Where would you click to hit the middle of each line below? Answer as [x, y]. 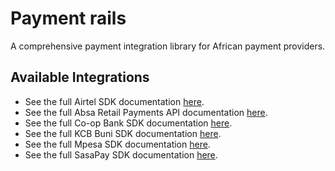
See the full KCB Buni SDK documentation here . [123, 133]
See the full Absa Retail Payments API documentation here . [146, 112]
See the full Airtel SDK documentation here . [114, 101]
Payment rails [68, 18]
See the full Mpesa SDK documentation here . [117, 144]
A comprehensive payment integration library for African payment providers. [168, 46]
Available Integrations [80, 77]
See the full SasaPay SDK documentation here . [121, 154]
